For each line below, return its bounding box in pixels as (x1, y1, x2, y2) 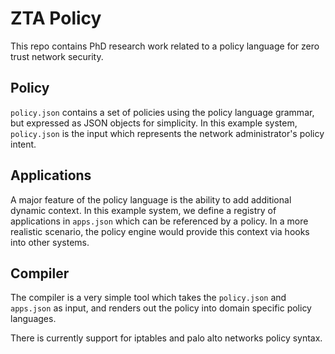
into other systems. (10, 236, 90, 248)
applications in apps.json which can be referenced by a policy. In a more (10, 215, 309, 227)
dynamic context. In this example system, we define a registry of (10, 204, 277, 216)
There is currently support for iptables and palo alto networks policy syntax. (10, 332, 323, 344)
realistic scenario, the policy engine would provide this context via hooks (10, 225, 310, 237)
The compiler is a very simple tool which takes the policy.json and (10, 292, 287, 304)
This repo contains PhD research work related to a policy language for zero (10, 40, 320, 52)
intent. (10, 138, 37, 150)
